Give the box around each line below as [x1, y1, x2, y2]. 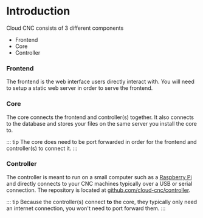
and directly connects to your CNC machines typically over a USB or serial [6, 180, 193, 187]
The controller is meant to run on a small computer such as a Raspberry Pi [6, 173, 193, 180]
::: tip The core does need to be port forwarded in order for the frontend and [6, 138, 197, 145]
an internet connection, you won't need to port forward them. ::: [6, 205, 166, 212]
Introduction [6, 4, 71, 18]
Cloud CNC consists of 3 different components [6, 24, 124, 32]
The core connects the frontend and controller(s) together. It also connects [6, 114, 194, 121]
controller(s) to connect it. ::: [6, 145, 78, 152]
